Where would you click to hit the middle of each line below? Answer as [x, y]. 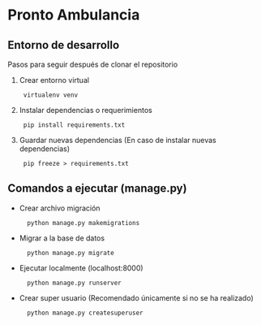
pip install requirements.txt [74, 125]
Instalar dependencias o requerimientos [86, 110]
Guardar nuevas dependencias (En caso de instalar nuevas [118, 140]
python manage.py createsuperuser [85, 313]
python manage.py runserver [75, 283]
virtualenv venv [51, 95]
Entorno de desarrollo [64, 45]
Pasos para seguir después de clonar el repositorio [93, 64]
